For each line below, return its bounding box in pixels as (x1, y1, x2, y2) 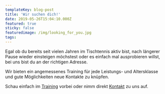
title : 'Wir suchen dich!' (5, 12, 61, 17)
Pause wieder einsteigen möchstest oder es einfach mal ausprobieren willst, (5, 53, 161, 59)
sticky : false (5, 26, 35, 31)
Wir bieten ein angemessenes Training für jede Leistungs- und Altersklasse (5, 68, 159, 74)
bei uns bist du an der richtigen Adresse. (5, 59, 88, 65)
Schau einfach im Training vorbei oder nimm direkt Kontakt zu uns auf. (5, 83, 149, 89)
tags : (5, 35, 16, 40)
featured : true (5, 21, 37, 26)
